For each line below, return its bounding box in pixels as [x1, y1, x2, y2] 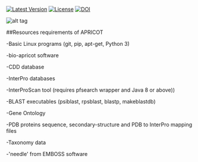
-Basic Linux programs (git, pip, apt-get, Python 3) [6, 40, 130, 47]
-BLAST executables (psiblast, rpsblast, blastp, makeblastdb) [6, 98, 156, 105]
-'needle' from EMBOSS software [6, 151, 88, 157]
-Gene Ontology [6, 110, 46, 116]
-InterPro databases [6, 75, 55, 82]
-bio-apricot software [6, 52, 59, 59]
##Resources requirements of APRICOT [6, 29, 103, 36]
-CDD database [6, 63, 45, 70]
